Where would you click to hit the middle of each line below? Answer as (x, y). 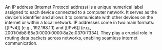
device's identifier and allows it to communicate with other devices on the (79, 17)
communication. (21, 43)
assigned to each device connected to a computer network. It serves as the (81, 12)
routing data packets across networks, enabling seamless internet (71, 38)
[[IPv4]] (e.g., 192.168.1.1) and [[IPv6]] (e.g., (48, 28)
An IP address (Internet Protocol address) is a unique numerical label (74, 7)
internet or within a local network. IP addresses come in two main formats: (80, 22)
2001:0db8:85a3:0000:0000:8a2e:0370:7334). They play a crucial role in (79, 33)
